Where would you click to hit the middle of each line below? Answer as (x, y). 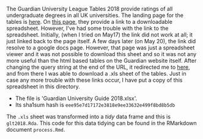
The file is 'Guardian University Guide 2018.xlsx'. (76, 98)
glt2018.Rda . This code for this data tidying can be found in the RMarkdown (102, 123)
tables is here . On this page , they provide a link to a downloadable (90, 22)
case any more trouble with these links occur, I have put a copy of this (94, 80)
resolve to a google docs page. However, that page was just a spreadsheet (101, 48)
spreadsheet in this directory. (43, 87)
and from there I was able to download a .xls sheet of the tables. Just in (96, 73)
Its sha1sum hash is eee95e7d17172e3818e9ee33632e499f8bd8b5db (95, 105)
